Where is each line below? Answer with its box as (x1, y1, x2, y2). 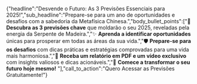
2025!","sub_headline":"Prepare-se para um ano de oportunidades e (6, 11, 175, 18)
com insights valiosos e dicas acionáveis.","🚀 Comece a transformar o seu (6, 59, 190, 66)
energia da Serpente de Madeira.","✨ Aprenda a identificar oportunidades (6, 30, 191, 38)
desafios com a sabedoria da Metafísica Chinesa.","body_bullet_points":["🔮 (6, 18, 191, 24)
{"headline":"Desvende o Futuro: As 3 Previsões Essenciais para (6, 5, 165, 12)
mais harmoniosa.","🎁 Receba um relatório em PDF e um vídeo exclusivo (6, 52, 187, 59)
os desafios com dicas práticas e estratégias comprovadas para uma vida (6, 46, 190, 53)
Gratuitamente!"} (6, 71, 48, 78)
